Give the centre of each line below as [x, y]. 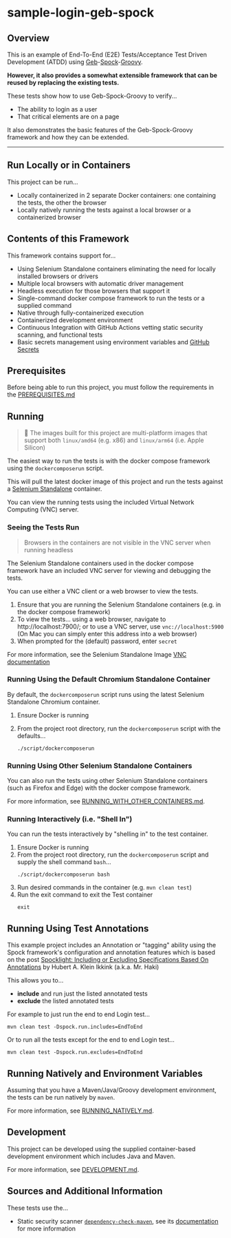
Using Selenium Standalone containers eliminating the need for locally [117, 269]
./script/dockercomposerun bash [63, 875]
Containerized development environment [75, 320]
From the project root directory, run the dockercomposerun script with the [119, 728]
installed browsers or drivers [57, 276]
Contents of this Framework [68, 239]
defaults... [31, 735]
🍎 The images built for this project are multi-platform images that [115, 433]
